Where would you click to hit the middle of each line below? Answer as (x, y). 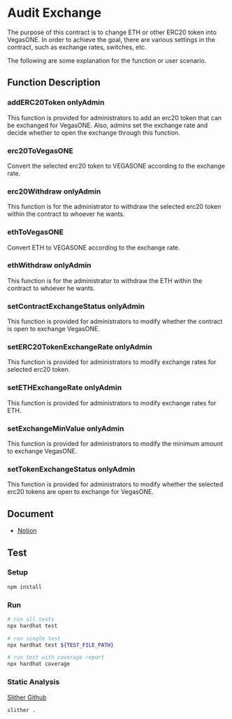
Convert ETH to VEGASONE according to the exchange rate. (94, 247)
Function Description (54, 83)
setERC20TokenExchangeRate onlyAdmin (80, 347)
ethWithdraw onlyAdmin (50, 266)
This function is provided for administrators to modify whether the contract (115, 321)
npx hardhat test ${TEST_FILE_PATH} (60, 645)
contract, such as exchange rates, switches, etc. (77, 47)
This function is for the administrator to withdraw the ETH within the (105, 280)
